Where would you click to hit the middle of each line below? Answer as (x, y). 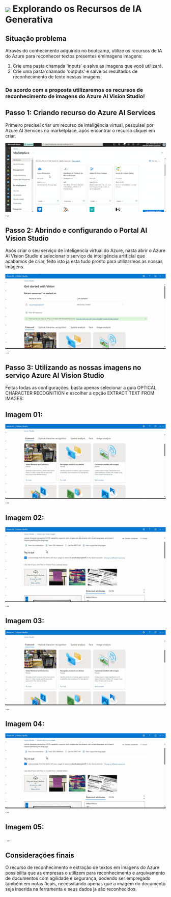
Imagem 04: (25, 724)
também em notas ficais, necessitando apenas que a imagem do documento (85, 884)
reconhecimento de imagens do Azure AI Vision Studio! (75, 96)
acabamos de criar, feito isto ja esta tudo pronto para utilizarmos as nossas (84, 261)
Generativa (29, 20)
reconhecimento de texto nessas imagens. (57, 77)
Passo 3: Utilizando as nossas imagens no (73, 367)
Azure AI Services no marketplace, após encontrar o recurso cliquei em (80, 130)
